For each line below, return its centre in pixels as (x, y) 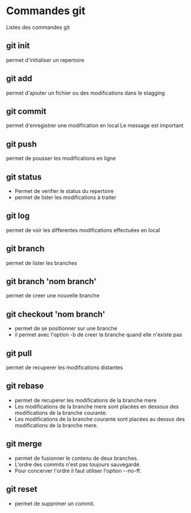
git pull (19, 353)
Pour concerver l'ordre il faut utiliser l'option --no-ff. (78, 470)
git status (24, 177)
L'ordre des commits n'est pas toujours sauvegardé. (78, 464)
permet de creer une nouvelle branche (53, 296)
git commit (26, 111)
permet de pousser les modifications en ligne (61, 158)
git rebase (25, 386)
